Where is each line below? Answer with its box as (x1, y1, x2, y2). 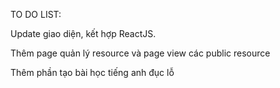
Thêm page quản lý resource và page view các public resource (10, 47, 271, 59)
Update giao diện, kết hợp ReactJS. (10, 28, 157, 39)
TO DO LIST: (10, 9, 62, 20)
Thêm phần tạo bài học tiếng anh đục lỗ (10, 67, 175, 78)
